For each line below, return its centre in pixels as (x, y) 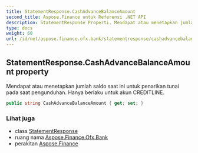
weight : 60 (19, 34)
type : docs (19, 28)
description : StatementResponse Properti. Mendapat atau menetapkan (92, 22)
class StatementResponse (46, 131)
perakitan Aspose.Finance (46, 143)
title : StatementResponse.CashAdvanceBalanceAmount (71, 11)
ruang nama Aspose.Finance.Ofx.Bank (61, 137)
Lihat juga (21, 118)
